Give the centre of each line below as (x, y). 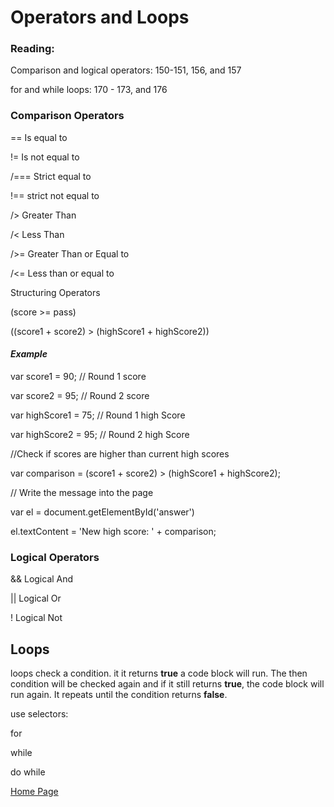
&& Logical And (42, 579)
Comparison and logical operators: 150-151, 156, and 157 (126, 70)
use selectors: (39, 714)
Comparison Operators (67, 116)
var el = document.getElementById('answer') (102, 512)
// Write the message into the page (82, 492)
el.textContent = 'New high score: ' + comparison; (113, 531)
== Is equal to (39, 137)
